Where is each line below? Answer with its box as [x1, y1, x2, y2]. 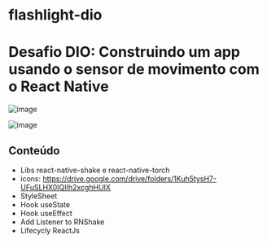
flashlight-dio [8, 6, 103, 24]
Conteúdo [8, 144, 60, 158]
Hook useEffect [20, 208, 73, 218]
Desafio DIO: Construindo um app [8, 43, 240, 62]
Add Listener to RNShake [20, 217, 105, 227]
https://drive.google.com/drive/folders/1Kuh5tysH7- [42, 173, 217, 184]
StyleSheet [20, 191, 58, 201]
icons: [20, 173, 42, 184]
